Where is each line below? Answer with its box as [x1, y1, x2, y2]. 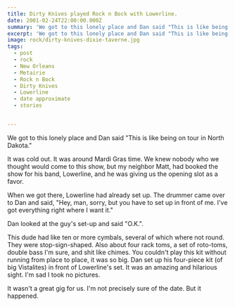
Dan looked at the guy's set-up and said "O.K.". [7, 219, 144, 227]
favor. [7, 177, 25, 185]
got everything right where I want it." [7, 206, 114, 214]
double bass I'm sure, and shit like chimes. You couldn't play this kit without [7, 248, 227, 256]
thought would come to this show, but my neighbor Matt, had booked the [7, 162, 218, 170]
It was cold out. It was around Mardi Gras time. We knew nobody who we [7, 154, 220, 163]
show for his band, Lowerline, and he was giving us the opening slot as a [7, 170, 218, 178]
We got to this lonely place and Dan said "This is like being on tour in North [7, 133, 224, 142]
